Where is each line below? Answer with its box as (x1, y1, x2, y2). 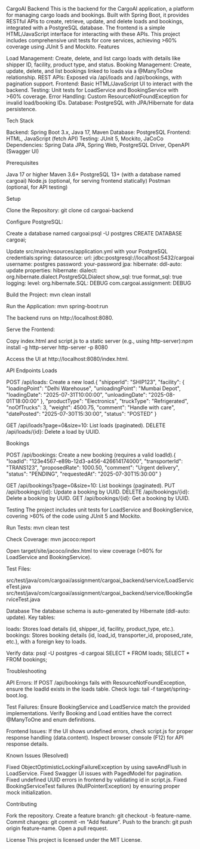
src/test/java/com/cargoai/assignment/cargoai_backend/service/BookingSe (6, 590, 193, 596)
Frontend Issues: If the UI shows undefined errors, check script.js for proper (6, 728, 193, 734)
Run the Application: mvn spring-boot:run (6, 303, 109, 309)
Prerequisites (6, 160, 39, 166)
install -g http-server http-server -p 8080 (6, 344, 109, 351)
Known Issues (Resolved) (6, 752, 69, 759)
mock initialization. (6, 789, 53, 796)
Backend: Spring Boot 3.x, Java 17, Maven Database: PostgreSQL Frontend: (6, 128, 191, 136)
